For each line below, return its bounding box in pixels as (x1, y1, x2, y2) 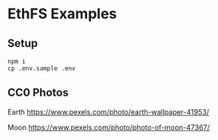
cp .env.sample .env (7, 64, 77, 72)
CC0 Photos (7, 86, 69, 99)
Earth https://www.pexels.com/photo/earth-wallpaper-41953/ (7, 107, 209, 116)
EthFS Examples (7, 5, 117, 23)
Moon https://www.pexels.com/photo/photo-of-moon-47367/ (7, 122, 211, 132)
